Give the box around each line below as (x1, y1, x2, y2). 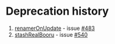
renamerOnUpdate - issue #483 (14, 24, 95, 32)
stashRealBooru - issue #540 (14, 31, 88, 38)
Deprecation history (5, 4, 109, 18)
